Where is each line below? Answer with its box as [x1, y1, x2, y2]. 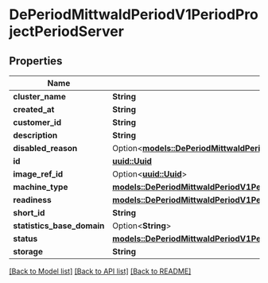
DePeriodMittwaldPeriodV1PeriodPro [9, 6, 259, 24]
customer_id [13, 117, 62, 128]
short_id [13, 207, 45, 218]
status [13, 233, 38, 244]
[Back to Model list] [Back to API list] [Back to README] [9, 266, 192, 276]
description [13, 130, 58, 141]
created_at [13, 104, 55, 114]
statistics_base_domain [13, 220, 105, 231]
